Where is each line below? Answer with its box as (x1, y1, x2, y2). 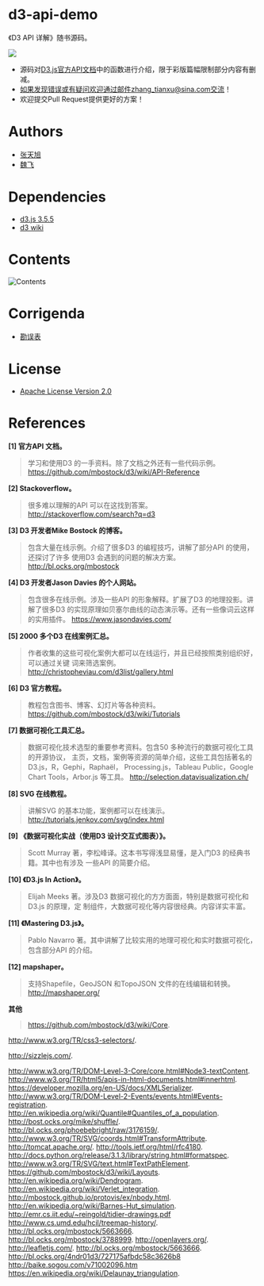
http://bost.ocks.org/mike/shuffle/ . (8, 1116, 121, 1126)
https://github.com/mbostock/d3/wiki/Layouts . (8, 1167, 161, 1177)
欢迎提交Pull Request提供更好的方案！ (19, 94, 144, 104)
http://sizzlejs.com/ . (8, 1050, 73, 1060)
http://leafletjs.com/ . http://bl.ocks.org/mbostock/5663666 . (8, 1243, 202, 1253)
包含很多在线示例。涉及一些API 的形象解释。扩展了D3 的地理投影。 (27, 594, 247, 604)
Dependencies (8, 188, 106, 206)
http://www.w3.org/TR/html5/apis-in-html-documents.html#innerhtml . (8, 1074, 238, 1084)
